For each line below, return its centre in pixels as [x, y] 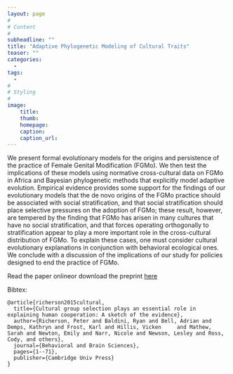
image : [17, 105]
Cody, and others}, [36, 340]
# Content [22, 27]
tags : [15, 72]
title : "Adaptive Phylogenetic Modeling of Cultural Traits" [99, 46]
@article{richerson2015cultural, [56, 303]
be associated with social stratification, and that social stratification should [115, 203]
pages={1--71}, [36, 352]
